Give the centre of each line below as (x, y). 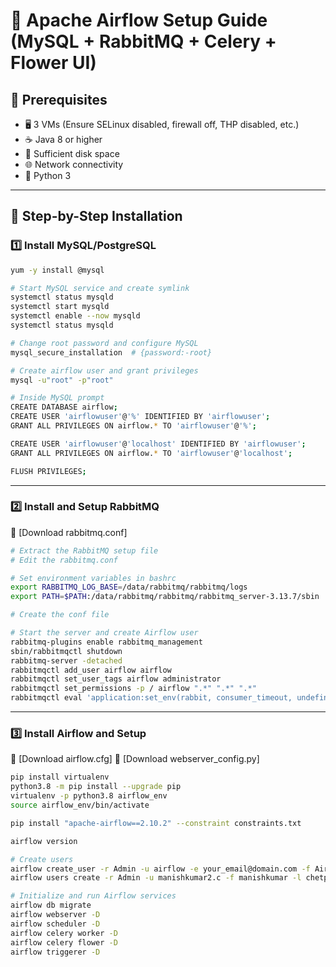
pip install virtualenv (60, 777)
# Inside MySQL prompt (57, 398)
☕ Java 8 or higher (63, 139)
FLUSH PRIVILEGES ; (48, 471)
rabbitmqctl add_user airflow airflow (91, 670)
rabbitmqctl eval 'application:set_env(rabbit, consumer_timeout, (151, 698)
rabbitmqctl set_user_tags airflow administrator (116, 679)
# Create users (42, 859)
